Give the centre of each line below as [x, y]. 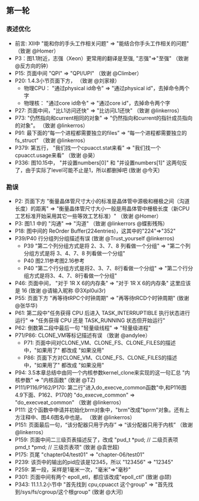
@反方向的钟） [33, 66]
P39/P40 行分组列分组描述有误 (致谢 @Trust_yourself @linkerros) [94, 238]
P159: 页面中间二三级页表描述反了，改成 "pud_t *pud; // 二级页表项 [96, 440]
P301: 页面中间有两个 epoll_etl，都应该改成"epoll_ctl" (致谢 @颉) [93, 477]
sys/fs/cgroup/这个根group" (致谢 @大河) [72, 491]
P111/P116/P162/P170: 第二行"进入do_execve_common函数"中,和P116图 [101, 387]
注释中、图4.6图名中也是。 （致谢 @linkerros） [78, 417]
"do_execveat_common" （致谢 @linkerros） [70, 402]
